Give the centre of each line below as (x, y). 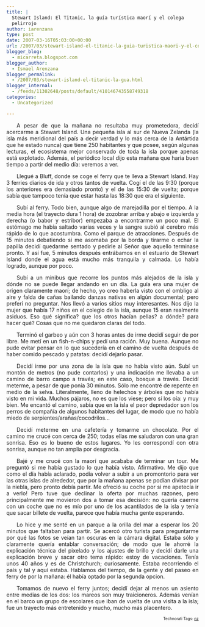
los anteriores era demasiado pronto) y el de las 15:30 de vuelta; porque (103, 189)
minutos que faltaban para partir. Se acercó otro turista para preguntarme (103, 531)
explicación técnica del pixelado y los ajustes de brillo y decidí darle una (103, 550)
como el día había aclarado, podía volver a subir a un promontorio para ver (103, 474)
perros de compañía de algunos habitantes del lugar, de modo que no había (103, 411)
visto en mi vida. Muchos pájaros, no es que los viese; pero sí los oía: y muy (103, 398)
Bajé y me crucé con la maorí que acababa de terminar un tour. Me (107, 460)
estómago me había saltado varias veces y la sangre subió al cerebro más (103, 227)
